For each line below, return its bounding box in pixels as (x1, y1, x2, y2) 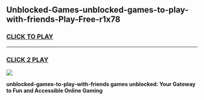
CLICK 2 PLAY (6, 55, 49, 64)
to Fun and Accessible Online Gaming (6, 87, 103, 94)
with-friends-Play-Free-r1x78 (6, 15, 121, 25)
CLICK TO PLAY (6, 33, 53, 41)
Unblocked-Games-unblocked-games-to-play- (6, 5, 189, 15)
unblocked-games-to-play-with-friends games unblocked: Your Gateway (6, 80, 196, 87)
